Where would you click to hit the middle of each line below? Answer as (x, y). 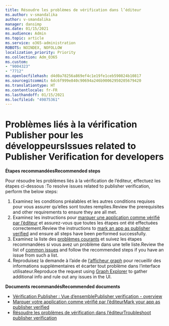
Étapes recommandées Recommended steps (53, 171)
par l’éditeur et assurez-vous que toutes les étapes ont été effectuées (85, 223)
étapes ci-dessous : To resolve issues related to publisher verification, (78, 186)
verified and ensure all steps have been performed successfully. (79, 234)
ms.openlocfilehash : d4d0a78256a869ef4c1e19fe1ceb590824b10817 (73, 76)
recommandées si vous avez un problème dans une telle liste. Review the (88, 244)
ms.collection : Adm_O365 (31, 57)
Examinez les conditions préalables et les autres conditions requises (84, 201)
